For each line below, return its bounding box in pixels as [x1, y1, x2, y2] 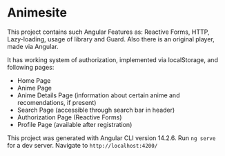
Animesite [7, 5, 68, 21]
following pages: [7, 63, 55, 71]
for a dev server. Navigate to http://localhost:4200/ [7, 141, 158, 149]
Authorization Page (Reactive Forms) [17, 113, 122, 121]
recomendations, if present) [17, 98, 97, 106]
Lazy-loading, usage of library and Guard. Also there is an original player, [7, 35, 215, 43]
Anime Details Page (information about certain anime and [17, 91, 180, 99]
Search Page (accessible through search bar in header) [17, 106, 175, 114]
